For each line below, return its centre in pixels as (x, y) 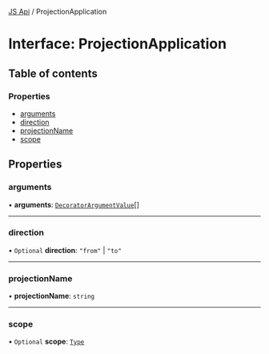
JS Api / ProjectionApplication (58, 12)
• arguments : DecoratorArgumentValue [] (74, 204)
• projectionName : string (52, 296)
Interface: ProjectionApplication (117, 44)
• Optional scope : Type (46, 342)
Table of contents (53, 73)
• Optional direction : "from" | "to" (65, 250)
